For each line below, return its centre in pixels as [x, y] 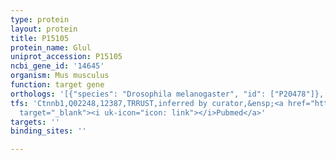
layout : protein [44, 29]
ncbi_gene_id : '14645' [57, 66]
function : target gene [57, 85]
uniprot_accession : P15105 [66, 57]
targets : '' [35, 122]
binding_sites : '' [48, 131]
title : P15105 [40, 38]
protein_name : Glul [51, 47]
